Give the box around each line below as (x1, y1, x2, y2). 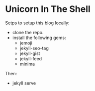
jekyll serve (12, 80, 36, 86)
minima (19, 61, 35, 67)
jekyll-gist (19, 50, 40, 56)
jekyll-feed (19, 55, 42, 61)
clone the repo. (12, 29, 44, 35)
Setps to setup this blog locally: (5, 20, 70, 26)
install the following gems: (12, 35, 66, 41)
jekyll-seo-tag (19, 45, 49, 51)
